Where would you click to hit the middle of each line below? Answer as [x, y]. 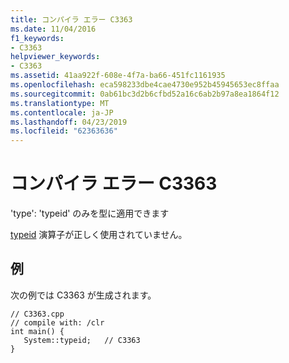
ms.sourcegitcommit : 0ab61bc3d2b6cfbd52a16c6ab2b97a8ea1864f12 [145, 94]
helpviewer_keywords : [55, 57]
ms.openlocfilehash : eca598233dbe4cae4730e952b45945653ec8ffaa [145, 85]
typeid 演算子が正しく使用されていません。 [99, 235]
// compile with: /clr [57, 322]
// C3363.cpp [37, 314]
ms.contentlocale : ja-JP [62, 112]
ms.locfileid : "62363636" [64, 131]
